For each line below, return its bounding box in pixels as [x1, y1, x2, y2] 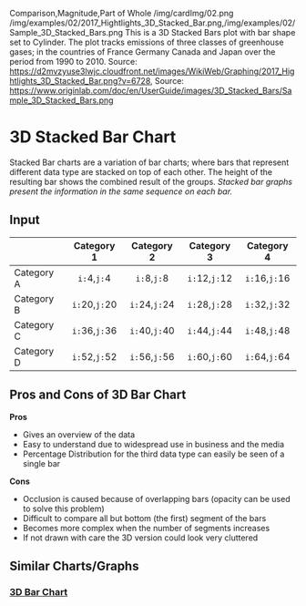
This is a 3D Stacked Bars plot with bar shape [125, 27, 296, 37]
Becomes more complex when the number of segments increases [22, 522, 270, 533]
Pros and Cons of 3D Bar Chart [9, 387, 187, 403]
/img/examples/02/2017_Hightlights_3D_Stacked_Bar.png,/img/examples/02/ [9, 17, 296, 28]
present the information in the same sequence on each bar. [9, 186, 233, 197]
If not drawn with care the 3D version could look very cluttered [22, 532, 259, 543]
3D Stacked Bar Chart [9, 127, 177, 148]
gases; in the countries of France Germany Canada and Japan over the [9, 46, 276, 57]
